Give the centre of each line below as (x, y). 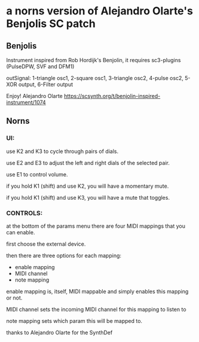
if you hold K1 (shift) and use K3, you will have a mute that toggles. (88, 197)
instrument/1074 (26, 102)
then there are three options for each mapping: (64, 255)
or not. (14, 298)
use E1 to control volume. (37, 174)
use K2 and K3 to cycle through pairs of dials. (62, 151)
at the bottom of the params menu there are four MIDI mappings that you (96, 226)
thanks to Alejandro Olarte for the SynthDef (59, 332)
